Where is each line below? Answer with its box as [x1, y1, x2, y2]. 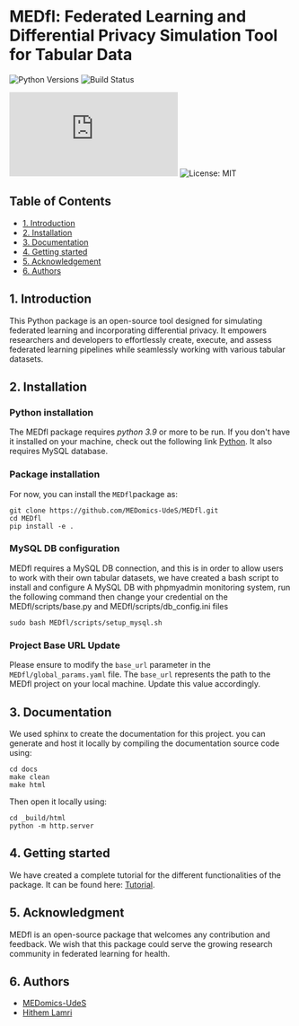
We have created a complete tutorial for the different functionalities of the [9, 869, 281, 881]
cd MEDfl [9, 513, 42, 522]
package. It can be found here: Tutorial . [9, 879, 155, 890]
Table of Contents [9, 194, 112, 209]
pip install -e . [9, 522, 75, 531]
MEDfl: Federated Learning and [9, 6, 247, 27]
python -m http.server [9, 821, 94, 830]
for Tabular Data [9, 45, 133, 65]
